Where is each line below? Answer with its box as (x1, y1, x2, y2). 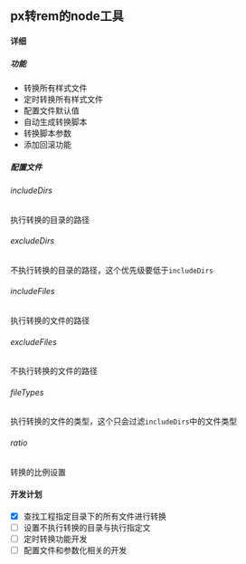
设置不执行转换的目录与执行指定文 (23, 521, 151, 532)
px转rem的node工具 (10, 8, 125, 24)
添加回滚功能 (23, 139, 71, 149)
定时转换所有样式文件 (23, 93, 103, 104)
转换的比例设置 (10, 466, 66, 477)
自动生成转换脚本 (23, 116, 88, 127)
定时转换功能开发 (23, 533, 88, 544)
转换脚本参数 (23, 128, 71, 139)
